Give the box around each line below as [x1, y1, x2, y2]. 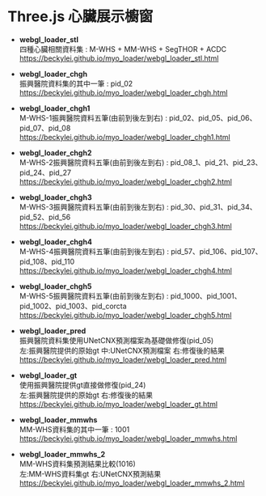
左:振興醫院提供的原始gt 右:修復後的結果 [19, 390, 153, 400]
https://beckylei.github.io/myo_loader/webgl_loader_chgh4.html [19, 265, 232, 275]
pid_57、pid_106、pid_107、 [170, 246, 263, 256]
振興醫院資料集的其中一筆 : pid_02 [19, 78, 133, 88]
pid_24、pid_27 [19, 167, 72, 177]
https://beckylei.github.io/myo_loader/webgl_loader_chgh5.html [19, 310, 232, 320]
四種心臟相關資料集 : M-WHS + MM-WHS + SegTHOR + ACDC [19, 44, 227, 53]
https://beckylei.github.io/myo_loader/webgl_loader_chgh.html [19, 87, 228, 97]
